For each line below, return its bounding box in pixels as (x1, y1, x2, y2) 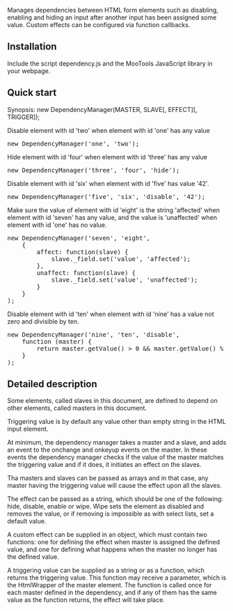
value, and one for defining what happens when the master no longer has (7, 546, 218, 554)
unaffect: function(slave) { (36, 269, 136, 277)
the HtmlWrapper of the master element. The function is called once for (7, 581, 212, 589)
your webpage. (7, 66, 51, 75)
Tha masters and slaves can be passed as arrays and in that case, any (7, 474, 209, 482)
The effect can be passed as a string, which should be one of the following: (7, 495, 224, 503)
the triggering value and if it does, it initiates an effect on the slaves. (7, 461, 202, 469)
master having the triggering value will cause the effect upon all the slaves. (7, 482, 223, 490)
